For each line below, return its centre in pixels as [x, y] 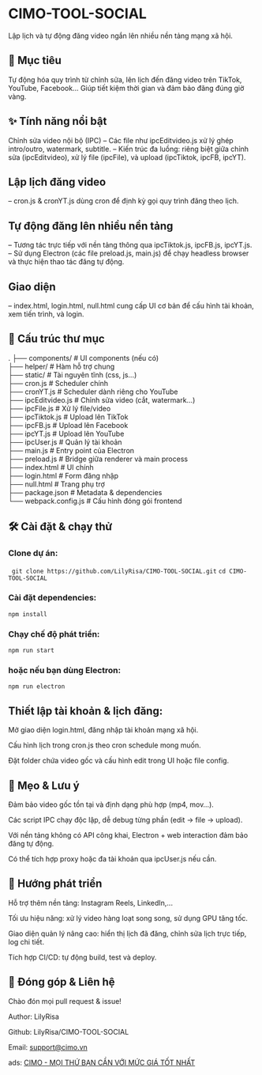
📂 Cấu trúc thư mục [56, 339]
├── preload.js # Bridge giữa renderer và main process [98, 459]
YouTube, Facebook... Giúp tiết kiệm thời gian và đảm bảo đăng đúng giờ [126, 88]
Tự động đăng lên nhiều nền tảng [91, 226]
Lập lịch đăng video [57, 182]
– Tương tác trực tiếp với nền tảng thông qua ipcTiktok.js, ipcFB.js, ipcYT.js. [130, 245]
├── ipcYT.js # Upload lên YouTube [66, 433]
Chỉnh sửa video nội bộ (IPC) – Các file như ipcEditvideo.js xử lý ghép [121, 140]
